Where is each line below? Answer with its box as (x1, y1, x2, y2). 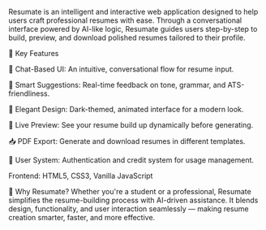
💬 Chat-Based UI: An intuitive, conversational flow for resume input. (8, 64, 234, 74)
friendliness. (8, 89, 50, 98)
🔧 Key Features (8, 49, 59, 58)
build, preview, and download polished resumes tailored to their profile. (8, 33, 246, 42)
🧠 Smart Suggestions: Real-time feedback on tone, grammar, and (8, 80, 226, 89)
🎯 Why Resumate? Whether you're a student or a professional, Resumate (8, 187, 251, 196)
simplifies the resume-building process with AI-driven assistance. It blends (8, 195, 259, 205)
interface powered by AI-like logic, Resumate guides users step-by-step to (8, 24, 258, 33)
